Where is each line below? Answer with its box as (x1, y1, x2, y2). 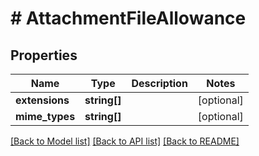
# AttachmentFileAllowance (10, 7, 247, 30)
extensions (15, 93, 70, 107)
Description (131, 77, 188, 90)
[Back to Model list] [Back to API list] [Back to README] (10, 135, 240, 147)
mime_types (15, 110, 76, 123)
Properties (10, 47, 78, 64)
